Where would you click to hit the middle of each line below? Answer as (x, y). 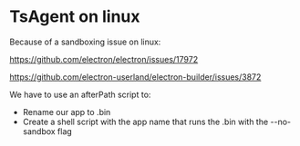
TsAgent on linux (75, 17)
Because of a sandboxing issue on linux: (85, 42)
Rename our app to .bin (67, 112)
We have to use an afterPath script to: (80, 94)
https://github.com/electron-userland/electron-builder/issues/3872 (135, 77)
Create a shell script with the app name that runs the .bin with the (145, 122)
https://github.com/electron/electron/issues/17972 (104, 59)
